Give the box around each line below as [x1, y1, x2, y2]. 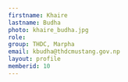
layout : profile [8, 55, 61, 63]
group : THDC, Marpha [8, 41, 76, 48]
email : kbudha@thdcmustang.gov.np [8, 48, 121, 55]
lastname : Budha [8, 19, 61, 27]
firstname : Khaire [8, 11, 68, 20]
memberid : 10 [8, 62, 51, 70]
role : [8, 33, 26, 41]
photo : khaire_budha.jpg [8, 26, 89, 34]
